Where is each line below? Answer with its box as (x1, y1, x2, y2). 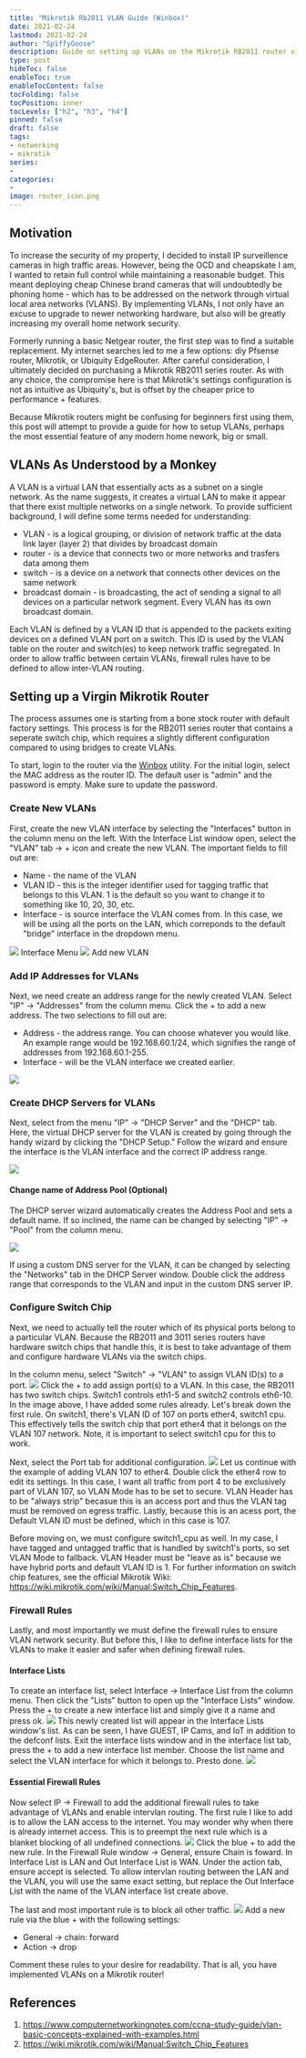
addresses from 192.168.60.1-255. (22, 1047, 148, 1058)
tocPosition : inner (9, 98, 84, 108)
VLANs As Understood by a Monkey (9, 458, 217, 473)
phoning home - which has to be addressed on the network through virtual (9, 289, 290, 300)
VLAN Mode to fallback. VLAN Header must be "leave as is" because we (9, 1552, 282, 1563)
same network (22, 576, 77, 587)
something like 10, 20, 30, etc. (22, 899, 136, 910)
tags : (9, 132, 30, 142)
